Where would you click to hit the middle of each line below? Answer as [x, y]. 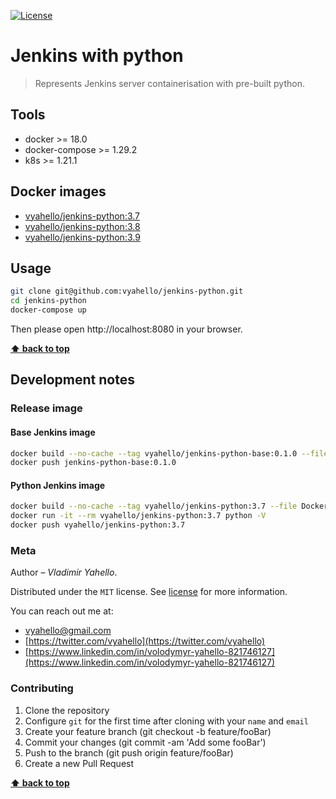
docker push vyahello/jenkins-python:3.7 [98, 525]
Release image [46, 408]
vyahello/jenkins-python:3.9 [82, 237]
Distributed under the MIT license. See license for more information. [149, 592]
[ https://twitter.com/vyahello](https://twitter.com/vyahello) [145, 641]
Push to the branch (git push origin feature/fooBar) [129, 752]
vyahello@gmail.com [68, 631]
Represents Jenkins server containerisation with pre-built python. [169, 83]
